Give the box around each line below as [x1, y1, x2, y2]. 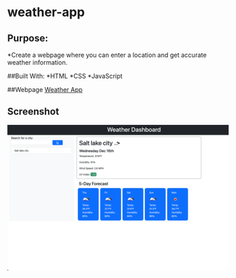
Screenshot [7, 106, 60, 118]
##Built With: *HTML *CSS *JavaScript [7, 72, 123, 80]
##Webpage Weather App [7, 86, 83, 93]
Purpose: [7, 32, 48, 44]
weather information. [7, 58, 68, 67]
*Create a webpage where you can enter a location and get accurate [7, 51, 207, 59]
